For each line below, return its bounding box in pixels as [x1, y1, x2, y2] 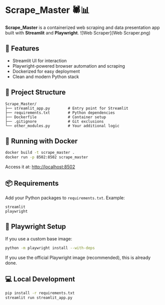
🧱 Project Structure [5, 88, 66, 97]
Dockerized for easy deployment [12, 68, 80, 74]
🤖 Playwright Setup [5, 222, 66, 231]
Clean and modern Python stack [12, 74, 79, 80]
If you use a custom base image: [5, 235, 72, 241]
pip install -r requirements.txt [5, 290, 75, 296]
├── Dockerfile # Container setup [5, 114, 106, 120]
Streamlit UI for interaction [12, 58, 67, 64]
